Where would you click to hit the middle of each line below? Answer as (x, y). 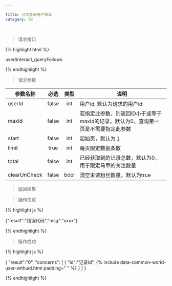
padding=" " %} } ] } (65, 268)
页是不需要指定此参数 (105, 129)
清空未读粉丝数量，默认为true (115, 175)
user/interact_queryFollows (34, 59)
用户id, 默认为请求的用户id (111, 104)
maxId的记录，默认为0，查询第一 (120, 121)
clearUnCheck (25, 175)
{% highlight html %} (27, 49)
